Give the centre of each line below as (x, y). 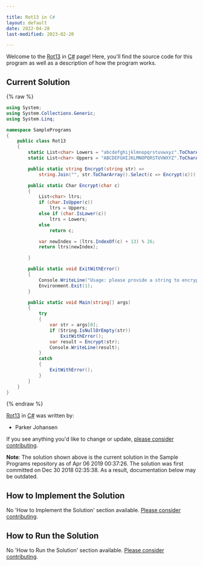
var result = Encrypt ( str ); (85, 342)
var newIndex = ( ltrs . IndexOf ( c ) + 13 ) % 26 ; (97, 242)
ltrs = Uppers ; (68, 208)
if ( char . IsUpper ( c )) (66, 202)
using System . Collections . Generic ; (51, 113)
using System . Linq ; (31, 119)
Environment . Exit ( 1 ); (66, 286)
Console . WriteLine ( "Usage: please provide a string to (109, 280)
